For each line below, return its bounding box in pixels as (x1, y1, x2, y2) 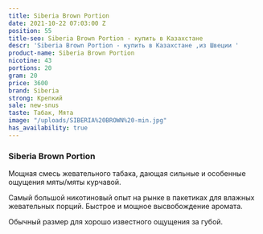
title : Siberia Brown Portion (8, 11, 110, 20)
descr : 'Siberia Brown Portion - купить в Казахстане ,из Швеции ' (8, 42, 240, 50)
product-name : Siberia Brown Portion (8, 49, 135, 57)
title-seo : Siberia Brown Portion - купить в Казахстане (8, 34, 203, 43)
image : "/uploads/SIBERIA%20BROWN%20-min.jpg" (8, 117, 167, 125)
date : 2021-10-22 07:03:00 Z (8, 19, 106, 27)
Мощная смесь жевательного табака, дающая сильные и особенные (8, 169, 247, 179)
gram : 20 (8, 72, 38, 80)
